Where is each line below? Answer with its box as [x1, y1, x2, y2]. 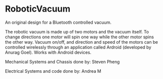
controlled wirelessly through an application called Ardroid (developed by [5, 44, 151, 50]
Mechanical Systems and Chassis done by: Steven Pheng [5, 59, 120, 64]
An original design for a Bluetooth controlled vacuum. [5, 19, 112, 25]
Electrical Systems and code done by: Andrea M [5, 68, 101, 74]
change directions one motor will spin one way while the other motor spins [5, 34, 154, 40]
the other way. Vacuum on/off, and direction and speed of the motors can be [5, 39, 158, 45]
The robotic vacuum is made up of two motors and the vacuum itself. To [5, 29, 149, 34]
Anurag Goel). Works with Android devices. [5, 49, 92, 55]
